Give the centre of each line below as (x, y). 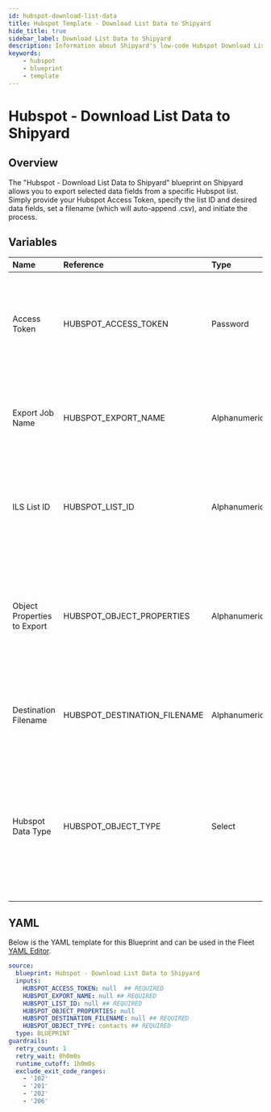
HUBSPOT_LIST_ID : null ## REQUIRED (83, 1004)
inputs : (29, 981)
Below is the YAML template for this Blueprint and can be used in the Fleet (131, 942)
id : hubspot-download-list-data (63, 16)
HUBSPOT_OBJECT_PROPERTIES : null (79, 1011)
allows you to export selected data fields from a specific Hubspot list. (123, 191)
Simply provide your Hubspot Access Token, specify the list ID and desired (133, 200)
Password (230, 324)
